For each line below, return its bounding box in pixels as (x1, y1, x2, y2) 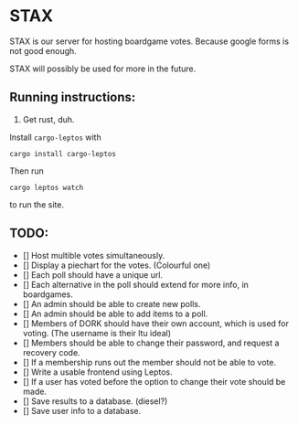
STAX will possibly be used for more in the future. (9, 63, 197, 74)
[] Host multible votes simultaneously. (22, 250, 165, 260)
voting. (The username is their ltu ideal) (22, 327, 172, 338)
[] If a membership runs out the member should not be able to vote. (22, 356, 277, 367)
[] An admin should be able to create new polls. (22, 298, 201, 309)
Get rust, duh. (22, 113, 75, 124)
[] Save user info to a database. (22, 405, 142, 416)
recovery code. (22, 346, 80, 357)
